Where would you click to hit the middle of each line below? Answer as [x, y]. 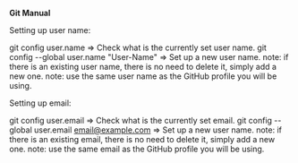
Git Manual [30, 13]
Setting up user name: [50, 30]
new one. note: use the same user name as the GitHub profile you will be [143, 76]
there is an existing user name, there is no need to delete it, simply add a [143, 67]
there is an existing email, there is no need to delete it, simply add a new [142, 139]
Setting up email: [40, 103]
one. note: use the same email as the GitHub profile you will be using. [137, 149]
